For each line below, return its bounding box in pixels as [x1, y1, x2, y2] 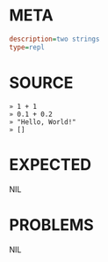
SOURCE [9, 73, 74, 93]
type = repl [9, 42, 46, 51]
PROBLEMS [9, 214, 94, 235]
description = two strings [9, 35, 100, 43]
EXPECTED [9, 154, 92, 174]
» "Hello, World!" [9, 117, 76, 127]
